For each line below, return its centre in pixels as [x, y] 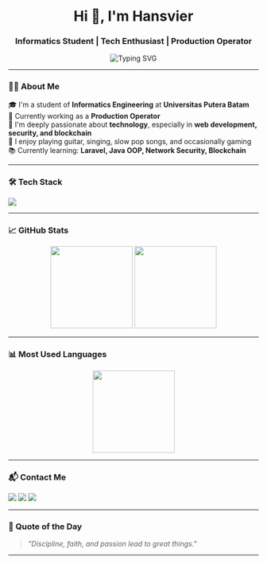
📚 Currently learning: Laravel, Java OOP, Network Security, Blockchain [127, 150]
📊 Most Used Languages [58, 354]
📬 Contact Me [37, 477]
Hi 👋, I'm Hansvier [133, 16]
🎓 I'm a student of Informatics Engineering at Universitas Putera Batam [129, 104]
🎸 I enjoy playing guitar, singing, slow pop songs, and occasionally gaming [130, 141]
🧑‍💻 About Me [34, 87]
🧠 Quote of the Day [45, 527]
